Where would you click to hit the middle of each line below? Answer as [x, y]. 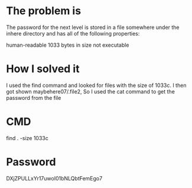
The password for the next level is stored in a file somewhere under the [93, 27]
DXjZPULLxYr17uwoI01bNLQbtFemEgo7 [54, 178]
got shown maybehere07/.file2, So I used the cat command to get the [91, 91]
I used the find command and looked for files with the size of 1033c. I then [96, 85]
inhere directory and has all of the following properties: [73, 33]
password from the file [34, 98]
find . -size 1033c [27, 138]
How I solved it [43, 69]
